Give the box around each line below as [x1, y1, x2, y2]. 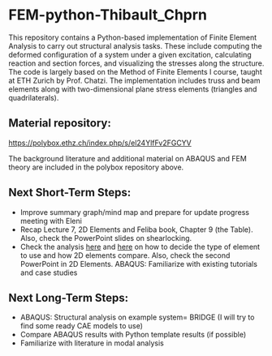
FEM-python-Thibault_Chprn [8, 6, 208, 24]
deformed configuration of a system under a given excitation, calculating [8, 49, 252, 59]
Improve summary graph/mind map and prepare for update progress [19, 207, 250, 217]
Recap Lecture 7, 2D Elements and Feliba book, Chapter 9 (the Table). [19, 225, 253, 234]
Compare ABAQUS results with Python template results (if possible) [19, 330, 247, 340]
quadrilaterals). [8, 92, 59, 102]
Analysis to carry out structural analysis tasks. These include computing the [8, 41, 262, 50]
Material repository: [8, 116, 111, 131]
